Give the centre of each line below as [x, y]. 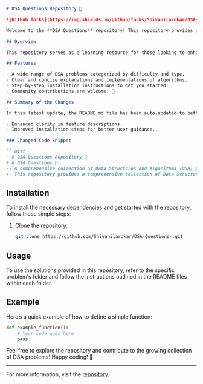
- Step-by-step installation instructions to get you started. [88, 85]
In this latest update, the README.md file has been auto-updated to [96, 113]
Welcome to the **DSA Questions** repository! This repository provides [100, 30]
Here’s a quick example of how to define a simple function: [79, 316]
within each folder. [29, 283]
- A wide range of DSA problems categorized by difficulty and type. [96, 74]
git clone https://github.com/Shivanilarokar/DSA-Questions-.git [99, 237]
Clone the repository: [41, 226]
